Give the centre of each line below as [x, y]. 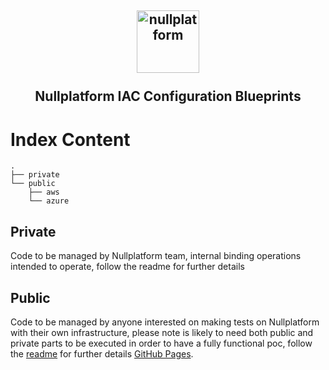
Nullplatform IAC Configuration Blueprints [168, 96]
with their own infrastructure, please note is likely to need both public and [162, 332]
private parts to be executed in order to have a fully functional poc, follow [161, 343]
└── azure [49, 201]
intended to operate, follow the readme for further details [127, 267]
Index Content [70, 139]
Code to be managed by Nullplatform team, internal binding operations [156, 256]
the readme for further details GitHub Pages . [102, 353]
